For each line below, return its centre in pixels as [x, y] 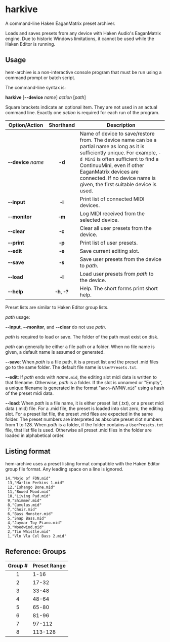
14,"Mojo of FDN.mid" [28, 478]
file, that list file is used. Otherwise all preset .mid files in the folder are [78, 430]
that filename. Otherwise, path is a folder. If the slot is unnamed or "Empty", [84, 382]
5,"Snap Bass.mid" [27, 518]
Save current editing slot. [110, 251]
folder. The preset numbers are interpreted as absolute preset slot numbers [84, 419]
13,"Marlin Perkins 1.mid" [36, 483]
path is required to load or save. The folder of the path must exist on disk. [82, 336]
